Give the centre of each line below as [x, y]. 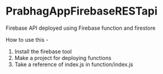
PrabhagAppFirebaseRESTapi [82, 11]
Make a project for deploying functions [63, 58]
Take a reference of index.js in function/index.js [74, 64]
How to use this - [27, 39]
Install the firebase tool [43, 51]
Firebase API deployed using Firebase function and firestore [81, 28]
